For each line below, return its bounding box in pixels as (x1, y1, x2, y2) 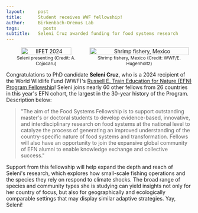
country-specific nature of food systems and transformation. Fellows (20, 133, 189, 140)
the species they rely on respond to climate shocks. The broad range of (6, 176, 180, 183)
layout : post (6, 8, 49, 15)
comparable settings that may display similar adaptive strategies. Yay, (6, 195, 176, 202)
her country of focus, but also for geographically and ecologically (6, 189, 165, 196)
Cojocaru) (35, 61, 57, 67)
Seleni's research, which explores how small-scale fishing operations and (6, 170, 186, 177)
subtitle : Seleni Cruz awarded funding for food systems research (6, 31, 178, 37)
